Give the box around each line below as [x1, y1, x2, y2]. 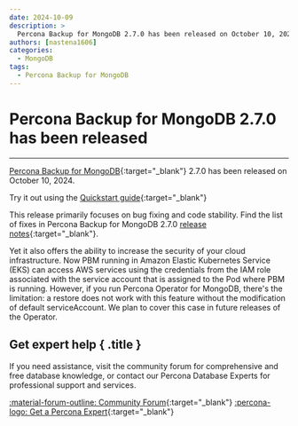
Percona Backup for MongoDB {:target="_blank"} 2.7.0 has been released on [9, 165, 287, 176]
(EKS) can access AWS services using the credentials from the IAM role [9, 264, 271, 275]
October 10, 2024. [9, 175, 75, 185]
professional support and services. [9, 379, 137, 390]
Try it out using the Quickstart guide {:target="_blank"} [9, 192, 208, 202]
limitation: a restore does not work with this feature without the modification [9, 292, 286, 303]
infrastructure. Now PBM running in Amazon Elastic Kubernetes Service [9, 255, 271, 265]
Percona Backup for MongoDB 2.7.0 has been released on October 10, [17, 29, 276, 38]
